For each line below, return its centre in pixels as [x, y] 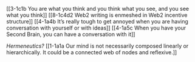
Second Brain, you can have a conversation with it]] [71, 34]
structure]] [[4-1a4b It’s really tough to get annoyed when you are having [97, 21]
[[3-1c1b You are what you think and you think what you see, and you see [98, 9]
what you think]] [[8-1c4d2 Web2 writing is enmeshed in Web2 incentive [97, 15]
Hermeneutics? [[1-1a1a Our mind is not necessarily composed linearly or [97, 46]
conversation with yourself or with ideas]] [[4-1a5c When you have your [96, 28]
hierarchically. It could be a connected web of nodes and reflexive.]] [92, 52]
